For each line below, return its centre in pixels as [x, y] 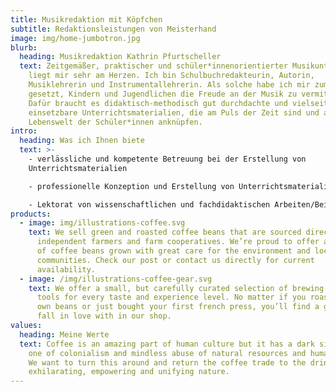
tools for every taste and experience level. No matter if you [171, 297]
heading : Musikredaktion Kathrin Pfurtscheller [120, 57]
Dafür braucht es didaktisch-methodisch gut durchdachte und [158, 103]
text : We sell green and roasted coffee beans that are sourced [165, 232]
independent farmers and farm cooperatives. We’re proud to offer [178, 242]
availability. [66, 269]
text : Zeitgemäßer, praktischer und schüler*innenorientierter [153, 66]
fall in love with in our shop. [104, 316]
